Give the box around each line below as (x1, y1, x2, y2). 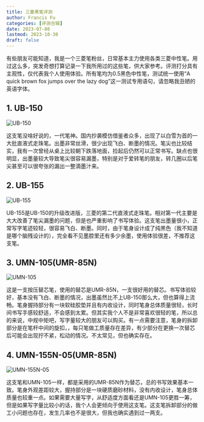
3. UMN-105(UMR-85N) (6, 258, 97, 268)
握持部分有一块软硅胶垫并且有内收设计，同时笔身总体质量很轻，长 (27, 301, 192, 309)
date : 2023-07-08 (6, 26, 50, 32)
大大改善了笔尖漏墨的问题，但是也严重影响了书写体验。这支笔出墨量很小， (6, 217, 192, 224)
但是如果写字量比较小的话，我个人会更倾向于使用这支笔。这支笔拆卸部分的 (6, 401, 192, 409)
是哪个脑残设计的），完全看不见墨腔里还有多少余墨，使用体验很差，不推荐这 (6, 232, 195, 239)
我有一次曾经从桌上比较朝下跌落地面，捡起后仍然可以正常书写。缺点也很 (16, 147, 198, 154)
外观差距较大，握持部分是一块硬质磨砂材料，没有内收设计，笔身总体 (27, 386, 198, 393)
